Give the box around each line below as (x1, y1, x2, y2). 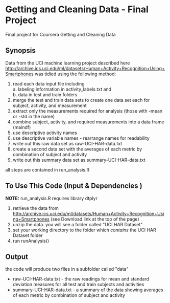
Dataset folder (12, 232, 43, 239)
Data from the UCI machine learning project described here (5, 60, 130, 66)
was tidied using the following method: (35, 71, 116, 77)
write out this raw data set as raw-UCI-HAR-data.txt (12, 140, 123, 146)
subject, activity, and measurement (12, 102, 87, 109)
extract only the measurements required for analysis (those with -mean (12, 107, 163, 114)
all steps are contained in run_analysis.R (5, 166, 90, 172)
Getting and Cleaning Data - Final (5, 4, 149, 15)
